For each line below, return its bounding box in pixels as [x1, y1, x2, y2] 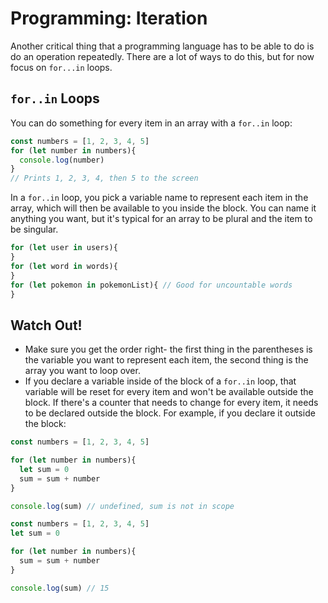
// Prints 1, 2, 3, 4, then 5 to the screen [10, 173, 199, 184]
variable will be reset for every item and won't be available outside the [24, 386, 314, 398]
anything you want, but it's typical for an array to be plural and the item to [10, 213, 313, 225]
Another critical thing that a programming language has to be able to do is [10, 40, 315, 52]
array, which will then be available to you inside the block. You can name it [10, 202, 317, 214]
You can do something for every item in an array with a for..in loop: [10, 117, 293, 129]
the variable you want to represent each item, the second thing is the [24, 354, 309, 366]
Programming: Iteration [10, 7, 208, 30]
